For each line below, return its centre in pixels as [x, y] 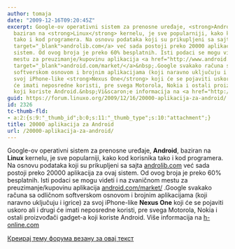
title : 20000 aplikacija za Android [60, 124]
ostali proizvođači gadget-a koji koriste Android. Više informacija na [105, 218]
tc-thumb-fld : [28, 111]
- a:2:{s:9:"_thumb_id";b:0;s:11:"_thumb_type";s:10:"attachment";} [109, 118]
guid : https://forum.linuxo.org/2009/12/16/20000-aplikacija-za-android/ [117, 99]
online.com [23, 225]
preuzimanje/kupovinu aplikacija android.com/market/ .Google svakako [109, 188]
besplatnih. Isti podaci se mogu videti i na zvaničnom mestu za [98, 180]
